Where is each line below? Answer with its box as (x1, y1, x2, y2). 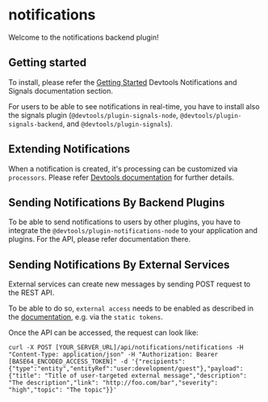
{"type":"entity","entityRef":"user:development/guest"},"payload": (8, 365, 244, 373)
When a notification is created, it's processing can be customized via (8, 163, 238, 173)
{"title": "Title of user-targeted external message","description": (8, 372, 248, 380)
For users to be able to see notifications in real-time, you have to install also (8, 101, 260, 111)
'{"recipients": (131, 358, 186, 366)
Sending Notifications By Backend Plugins (8, 196, 225, 209)
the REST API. (8, 288, 55, 298)
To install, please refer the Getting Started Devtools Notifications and (8, 77, 237, 87)
